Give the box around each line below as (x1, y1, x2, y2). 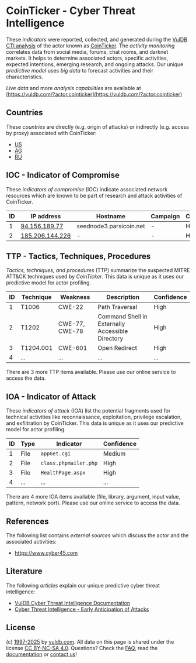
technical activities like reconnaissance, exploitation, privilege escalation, (6, 414, 182, 421)
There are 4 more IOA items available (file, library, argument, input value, (6, 493, 181, 500)
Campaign (150, 212, 180, 220)
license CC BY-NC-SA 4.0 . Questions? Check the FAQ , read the (6, 644, 158, 651)
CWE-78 (58, 327, 83, 335)
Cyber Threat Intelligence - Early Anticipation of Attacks (14, 606, 149, 613)
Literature (6, 566, 43, 576)
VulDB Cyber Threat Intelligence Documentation (14, 599, 131, 606)
